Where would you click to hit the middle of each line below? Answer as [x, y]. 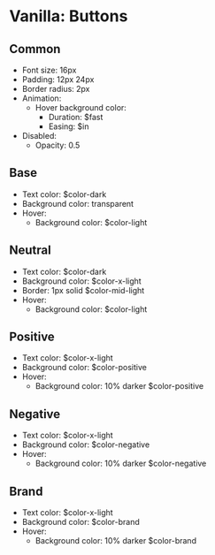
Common [35, 49]
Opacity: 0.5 [58, 145]
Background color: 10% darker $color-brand [116, 541]
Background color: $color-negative [86, 445]
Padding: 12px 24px [58, 80]
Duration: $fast [76, 117]
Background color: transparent [78, 203]
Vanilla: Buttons [69, 16]
